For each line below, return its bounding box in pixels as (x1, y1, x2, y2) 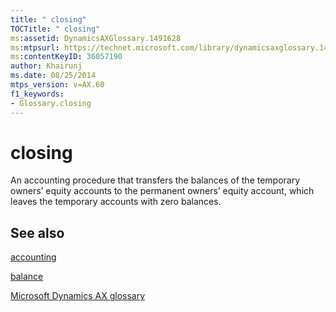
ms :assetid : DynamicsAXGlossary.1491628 (10, 33, 182, 43)
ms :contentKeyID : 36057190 (10, 52, 123, 62)
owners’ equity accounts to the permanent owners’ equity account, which (10, 185, 315, 197)
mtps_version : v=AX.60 (10, 80, 105, 90)
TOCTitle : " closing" (10, 24, 101, 34)
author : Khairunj (10, 61, 83, 71)
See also (10, 224, 65, 241)
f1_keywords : (10, 89, 65, 99)
